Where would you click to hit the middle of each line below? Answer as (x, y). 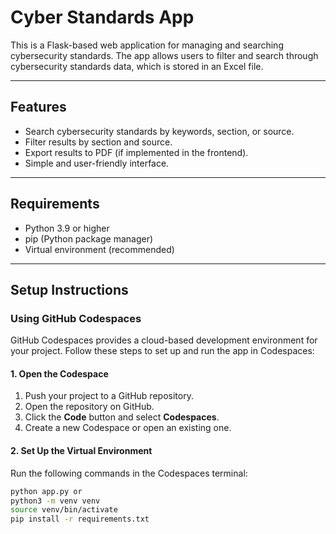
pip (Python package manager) (89, 238)
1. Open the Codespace (59, 373)
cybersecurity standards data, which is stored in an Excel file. (137, 66)
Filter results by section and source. (98, 142)
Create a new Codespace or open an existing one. (128, 428)
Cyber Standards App (102, 17)
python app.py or (46, 491)
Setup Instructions (69, 289)
